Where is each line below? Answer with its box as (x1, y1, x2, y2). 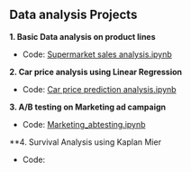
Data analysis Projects (9, 7, 138, 23)
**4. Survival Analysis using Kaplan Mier (9, 136, 162, 148)
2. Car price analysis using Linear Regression (9, 66, 183, 77)
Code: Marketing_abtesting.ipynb (22, 119, 146, 129)
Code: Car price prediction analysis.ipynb (22, 83, 177, 94)
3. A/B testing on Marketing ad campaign (9, 101, 167, 112)
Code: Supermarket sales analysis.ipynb (22, 49, 173, 60)
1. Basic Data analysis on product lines (9, 31, 156, 42)
